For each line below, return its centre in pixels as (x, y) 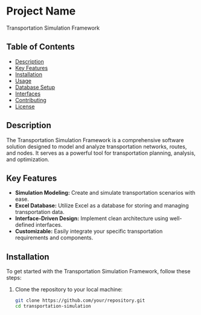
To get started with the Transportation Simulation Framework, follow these (98, 271)
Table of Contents (41, 47)
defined (25, 225)
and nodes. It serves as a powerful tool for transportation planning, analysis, (101, 153)
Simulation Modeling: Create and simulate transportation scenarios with (105, 193)
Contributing (30, 100)
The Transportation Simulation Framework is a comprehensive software (95, 140)
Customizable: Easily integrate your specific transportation (89, 232)
